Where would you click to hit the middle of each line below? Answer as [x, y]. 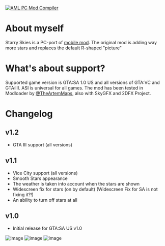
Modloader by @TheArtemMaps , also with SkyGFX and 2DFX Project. [78, 93]
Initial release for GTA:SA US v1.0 [47, 228]
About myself [35, 28]
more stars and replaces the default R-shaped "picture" [64, 48]
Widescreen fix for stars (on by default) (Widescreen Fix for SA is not [85, 189]
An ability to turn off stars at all [45, 200]
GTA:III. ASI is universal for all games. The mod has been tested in [74, 88]
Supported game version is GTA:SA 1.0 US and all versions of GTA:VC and [83, 82]
